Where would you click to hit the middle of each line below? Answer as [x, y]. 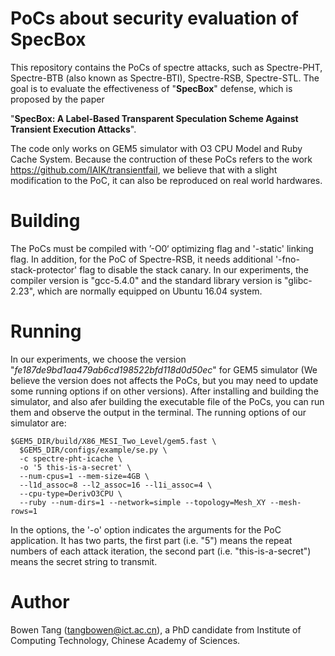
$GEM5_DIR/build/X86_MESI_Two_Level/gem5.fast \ [113, 441]
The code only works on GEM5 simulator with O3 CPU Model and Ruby [156, 148]
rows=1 [24, 511]
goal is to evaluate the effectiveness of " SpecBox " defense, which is [151, 88]
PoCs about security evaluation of [154, 18]
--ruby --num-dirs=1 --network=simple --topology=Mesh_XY [143, 502]
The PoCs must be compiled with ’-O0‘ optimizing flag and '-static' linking [162, 248]
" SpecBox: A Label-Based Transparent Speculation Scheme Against [154, 118]
